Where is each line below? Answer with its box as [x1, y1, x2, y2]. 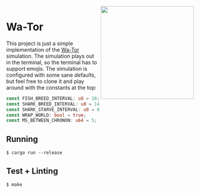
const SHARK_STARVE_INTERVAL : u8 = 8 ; [6, 106, 102, 112]
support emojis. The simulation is [6, 65, 87, 72]
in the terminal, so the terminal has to [6, 59, 97, 66]
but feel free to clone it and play [6, 77, 85, 85]
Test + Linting [6, 166, 58, 176]
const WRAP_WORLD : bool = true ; [6, 112, 86, 118]
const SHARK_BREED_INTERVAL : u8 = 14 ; [6, 101, 102, 107]
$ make [6, 181, 23, 188]
